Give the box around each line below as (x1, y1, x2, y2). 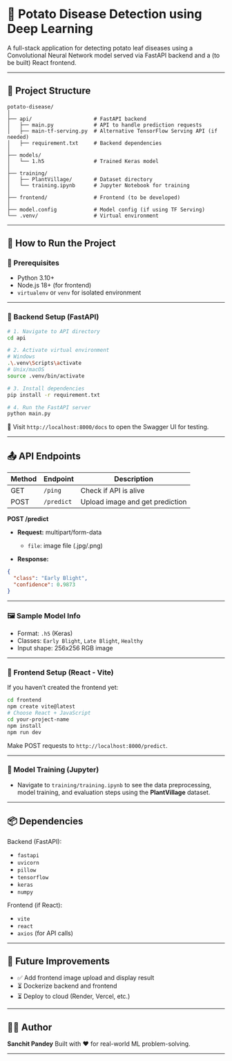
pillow (17, 867, 37, 874)
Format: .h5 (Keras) (17, 629, 73, 637)
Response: (17, 555, 49, 563)
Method (10, 474, 37, 484)
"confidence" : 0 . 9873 (13, 581, 76, 588)
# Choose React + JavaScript (7, 710, 91, 717)
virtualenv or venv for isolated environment (17, 288, 142, 297)
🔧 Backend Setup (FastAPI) (7, 312, 99, 322)
